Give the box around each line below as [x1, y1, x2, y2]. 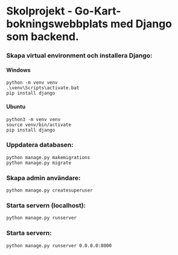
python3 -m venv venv [6, 116, 61, 122]
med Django [110, 17, 173, 31]
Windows [6, 66, 31, 74]
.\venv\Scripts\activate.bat [6, 85, 80, 91]
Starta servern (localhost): [6, 201, 86, 210]
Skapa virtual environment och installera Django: [6, 51, 153, 60]
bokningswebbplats [6, 17, 109, 31]
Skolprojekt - [6, 4, 72, 18]
